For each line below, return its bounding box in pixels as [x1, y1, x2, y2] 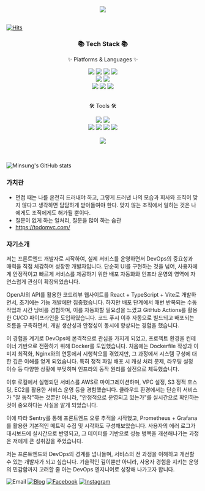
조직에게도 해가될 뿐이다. [31, 208, 91, 216]
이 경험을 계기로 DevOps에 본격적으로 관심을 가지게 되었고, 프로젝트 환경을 [6, 334, 185, 342]
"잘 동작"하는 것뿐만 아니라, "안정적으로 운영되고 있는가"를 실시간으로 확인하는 [12, 394, 199, 401]
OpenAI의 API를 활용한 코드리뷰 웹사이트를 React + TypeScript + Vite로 [6, 291, 181, 298]
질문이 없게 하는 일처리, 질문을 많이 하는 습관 [15, 216, 122, 224]
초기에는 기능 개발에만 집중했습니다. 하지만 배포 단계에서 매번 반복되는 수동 [19, 299, 198, 306]
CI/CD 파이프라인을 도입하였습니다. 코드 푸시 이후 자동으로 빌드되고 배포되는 [12, 314, 195, 321]
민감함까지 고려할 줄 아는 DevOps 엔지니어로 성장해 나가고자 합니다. [12, 465, 175, 473]
